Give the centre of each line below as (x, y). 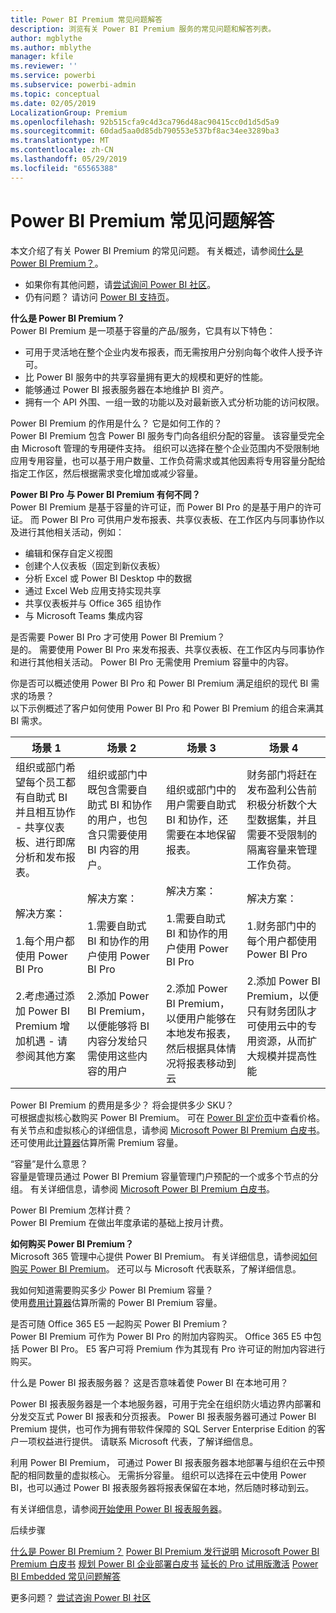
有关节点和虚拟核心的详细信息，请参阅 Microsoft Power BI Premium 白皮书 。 (168, 1130)
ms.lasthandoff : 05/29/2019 (69, 159)
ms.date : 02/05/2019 (53, 103)
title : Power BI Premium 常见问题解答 (86, 19)
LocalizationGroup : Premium (69, 112)
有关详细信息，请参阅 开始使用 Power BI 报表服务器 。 (119, 1508)
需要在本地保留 (201, 834)
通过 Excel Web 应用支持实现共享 (93, 590)
